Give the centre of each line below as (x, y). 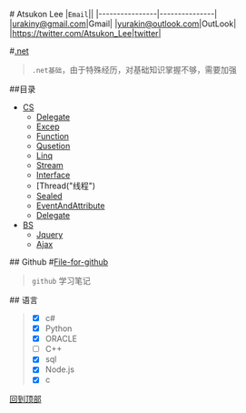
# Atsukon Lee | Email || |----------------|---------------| (113, 14)
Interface (53, 175)
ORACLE (61, 339)
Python (59, 328)
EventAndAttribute (70, 206)
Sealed (49, 196)
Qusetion (53, 146)
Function (53, 136)
